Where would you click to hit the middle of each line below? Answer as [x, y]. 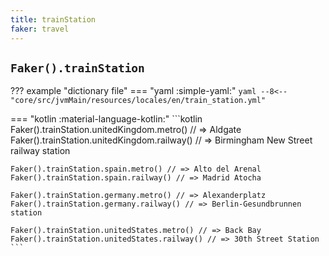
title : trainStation [53, 19]
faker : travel [40, 29]
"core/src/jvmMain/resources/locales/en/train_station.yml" [138, 101]
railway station [40, 151]
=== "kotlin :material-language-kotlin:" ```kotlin [106, 119]
